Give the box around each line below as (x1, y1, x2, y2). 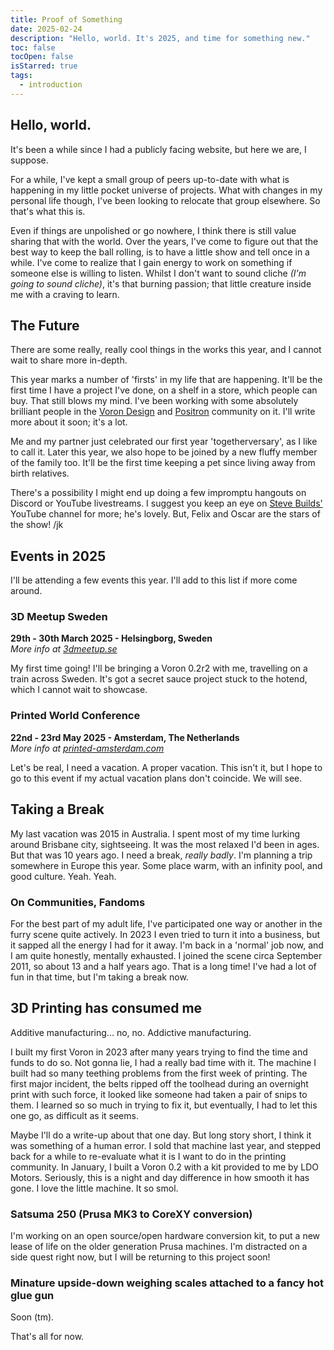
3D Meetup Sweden (10, 610, 108, 624)
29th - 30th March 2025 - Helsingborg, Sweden (10, 632, 213, 645)
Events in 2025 (10, 547, 107, 565)
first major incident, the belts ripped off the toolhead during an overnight (10, 1077, 309, 1090)
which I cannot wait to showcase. (10, 684, 148, 696)
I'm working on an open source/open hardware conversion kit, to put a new (10, 1230, 321, 1241)
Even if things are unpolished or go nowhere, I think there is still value (10, 224, 297, 236)
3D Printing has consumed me (10, 1000, 203, 1017)
